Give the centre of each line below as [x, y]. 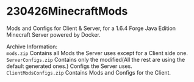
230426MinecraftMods [67, 11]
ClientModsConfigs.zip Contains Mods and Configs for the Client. [89, 72]
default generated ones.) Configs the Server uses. [69, 66]
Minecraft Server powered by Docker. [53, 34]
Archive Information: [32, 47]
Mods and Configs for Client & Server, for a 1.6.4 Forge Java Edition [91, 28]
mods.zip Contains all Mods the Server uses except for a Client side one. [97, 53]
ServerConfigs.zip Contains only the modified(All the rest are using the [96, 59]
